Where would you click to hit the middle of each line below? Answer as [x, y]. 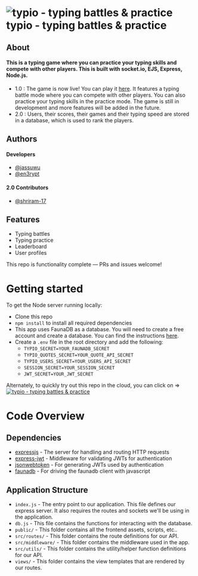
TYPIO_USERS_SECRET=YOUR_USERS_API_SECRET [77, 362]
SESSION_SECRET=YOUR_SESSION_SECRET [69, 368]
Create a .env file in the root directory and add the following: [89, 342]
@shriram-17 [30, 201]
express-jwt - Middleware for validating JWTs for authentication [93, 458]
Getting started [45, 289]
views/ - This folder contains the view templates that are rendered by [100, 562]
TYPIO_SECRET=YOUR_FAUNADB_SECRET [66, 349]
